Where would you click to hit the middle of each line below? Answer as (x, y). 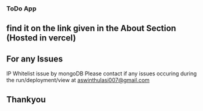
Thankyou (26, 99)
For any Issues (35, 59)
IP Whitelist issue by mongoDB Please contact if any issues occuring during (102, 74)
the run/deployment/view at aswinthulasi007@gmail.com (78, 80)
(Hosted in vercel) (41, 38)
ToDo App (21, 9)
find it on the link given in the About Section (91, 29)
